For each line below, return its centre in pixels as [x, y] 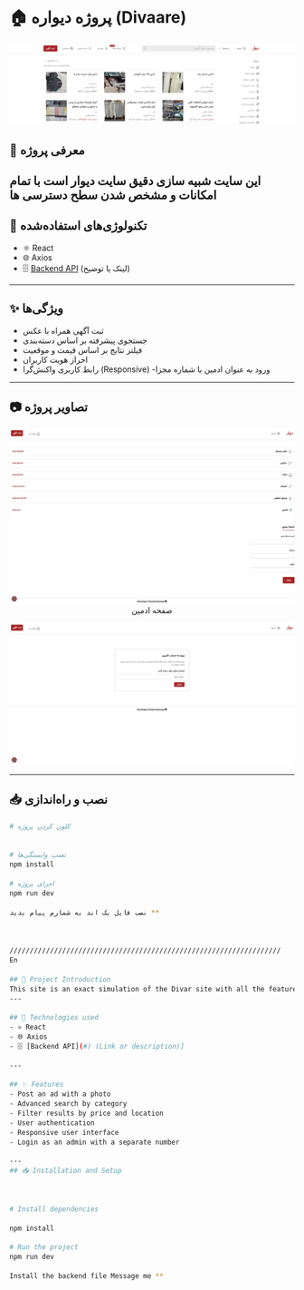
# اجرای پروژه [32, 884]
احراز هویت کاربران [55, 359]
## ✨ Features [37, 1085]
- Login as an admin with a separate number [95, 1142]
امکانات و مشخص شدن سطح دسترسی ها [113, 195]
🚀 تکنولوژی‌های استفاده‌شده [78, 226]
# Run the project [44, 1247]
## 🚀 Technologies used [54, 1018]
